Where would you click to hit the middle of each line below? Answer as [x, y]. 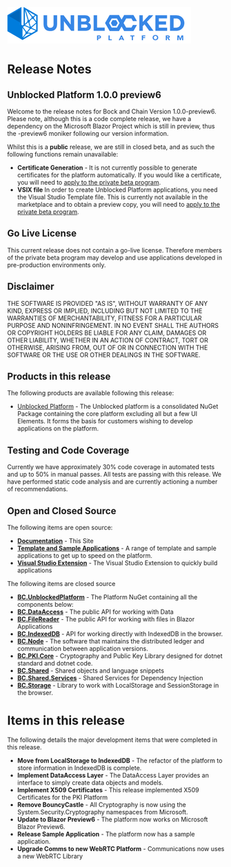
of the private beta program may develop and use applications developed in [115, 257]
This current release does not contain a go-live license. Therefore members [114, 250]
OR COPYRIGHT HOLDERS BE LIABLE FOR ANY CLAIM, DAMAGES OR [107, 333]
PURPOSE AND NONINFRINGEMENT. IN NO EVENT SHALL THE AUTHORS [113, 325]
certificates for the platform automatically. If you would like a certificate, [119, 175]
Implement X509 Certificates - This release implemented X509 [108, 790]
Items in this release [66, 721]
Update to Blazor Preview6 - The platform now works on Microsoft [112, 819]
